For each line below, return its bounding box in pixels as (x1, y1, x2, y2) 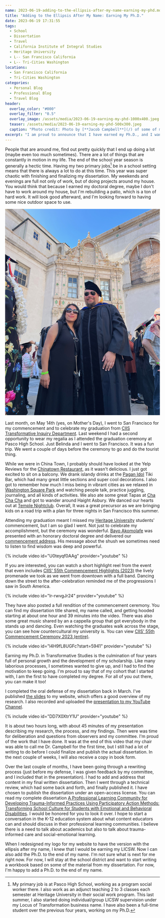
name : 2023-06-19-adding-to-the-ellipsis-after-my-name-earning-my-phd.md (5, 8, 162, 13)
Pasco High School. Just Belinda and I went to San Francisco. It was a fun (5, 441, 154, 447)
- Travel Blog (9, 96, 38, 101)
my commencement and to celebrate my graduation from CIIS (5, 425, 130, 432)
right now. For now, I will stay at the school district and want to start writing (5, 857, 157, 863)
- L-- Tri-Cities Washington (9, 59, 69, 65)
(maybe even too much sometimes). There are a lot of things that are (5, 151, 144, 157)
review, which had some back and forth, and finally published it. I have (5, 784, 147, 790)
